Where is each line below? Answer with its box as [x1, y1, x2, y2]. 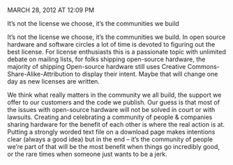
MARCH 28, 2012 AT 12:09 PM [7, 6, 95, 14]
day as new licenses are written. [7, 77, 100, 86]
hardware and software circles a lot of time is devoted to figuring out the [7, 40, 216, 48]
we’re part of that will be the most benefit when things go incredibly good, [7, 143, 220, 150]
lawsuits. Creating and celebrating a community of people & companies [7, 113, 213, 121]
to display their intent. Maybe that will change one [74, 70, 218, 78]
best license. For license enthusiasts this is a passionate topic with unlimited [7, 48, 227, 56]
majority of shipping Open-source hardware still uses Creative [7, 63, 186, 70]
